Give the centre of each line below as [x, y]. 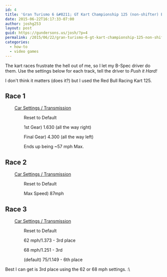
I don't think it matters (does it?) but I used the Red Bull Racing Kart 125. [79, 81]
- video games [24, 51]
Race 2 [16, 162]
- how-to [19, 47]
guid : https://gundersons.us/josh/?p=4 [46, 33]
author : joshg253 [23, 24]
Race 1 [15, 96]
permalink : [16, 38]
